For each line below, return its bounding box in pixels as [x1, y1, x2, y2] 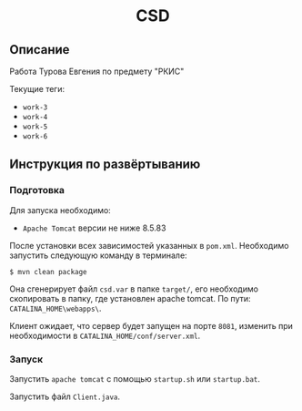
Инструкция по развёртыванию [9, 157, 201, 172]
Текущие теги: [9, 84, 65, 94]
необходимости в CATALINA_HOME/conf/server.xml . [9, 330, 201, 341]
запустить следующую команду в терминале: [9, 250, 188, 261]
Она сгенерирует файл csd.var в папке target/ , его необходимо [9, 283, 259, 294]
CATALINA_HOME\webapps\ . [9, 303, 102, 313]
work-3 [22, 103, 48, 112]
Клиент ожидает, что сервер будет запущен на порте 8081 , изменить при [9, 320, 294, 331]
